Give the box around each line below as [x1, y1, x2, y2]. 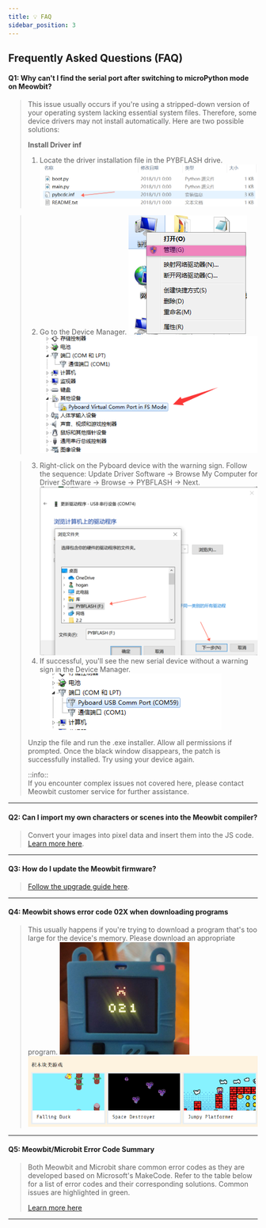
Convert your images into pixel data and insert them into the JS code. [27, 830, 254, 839]
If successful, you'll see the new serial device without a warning [39, 656, 249, 666]
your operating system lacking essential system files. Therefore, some [27, 108, 257, 118]
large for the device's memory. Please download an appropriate [27, 933, 236, 942]
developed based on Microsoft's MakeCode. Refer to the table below [27, 1170, 253, 1180]
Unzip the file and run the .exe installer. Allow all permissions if [27, 738, 232, 747]
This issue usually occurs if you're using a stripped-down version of [27, 100, 250, 109]
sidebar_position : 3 [8, 21, 77, 29]
